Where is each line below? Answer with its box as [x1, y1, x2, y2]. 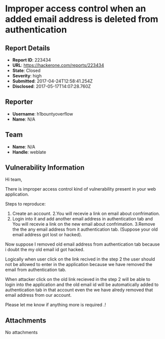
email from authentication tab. [5, 267, 66, 273]
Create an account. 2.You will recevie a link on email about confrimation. [12, 210, 160, 216]
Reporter [5, 98, 33, 106]
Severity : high [12, 73, 42, 78]
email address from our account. [5, 292, 72, 298]
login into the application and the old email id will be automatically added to [5, 281, 159, 288]
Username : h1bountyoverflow [12, 111, 73, 117]
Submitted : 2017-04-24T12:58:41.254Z [12, 78, 93, 84]
